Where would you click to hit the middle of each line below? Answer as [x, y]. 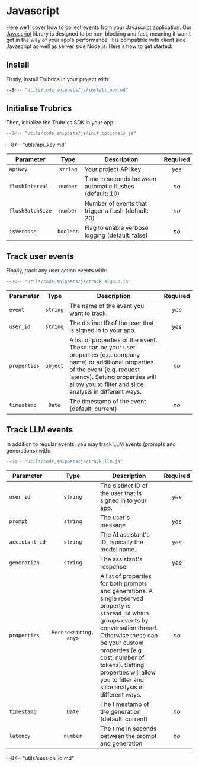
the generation [120, 711]
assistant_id [28, 542]
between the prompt [128, 736]
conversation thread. [129, 628]
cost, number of [122, 657]
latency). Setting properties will [113, 377]
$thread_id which [124, 613]
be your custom [122, 643]
